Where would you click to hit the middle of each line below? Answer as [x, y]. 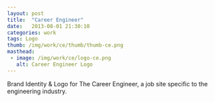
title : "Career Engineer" [45, 20]
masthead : [21, 52]
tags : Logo [23, 39]
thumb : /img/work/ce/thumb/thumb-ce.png [66, 45]
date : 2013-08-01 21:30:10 [48, 26]
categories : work [32, 33]
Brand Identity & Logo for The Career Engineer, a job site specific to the [107, 84]
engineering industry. [37, 91]
